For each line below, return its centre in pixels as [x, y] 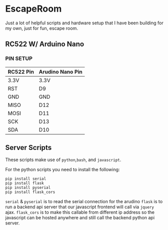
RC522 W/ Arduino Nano [45, 44]
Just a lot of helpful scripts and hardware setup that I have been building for [84, 23]
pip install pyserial [28, 188]
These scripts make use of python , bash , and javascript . [63, 160]
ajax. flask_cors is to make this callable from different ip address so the [80, 212]
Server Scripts [29, 148]
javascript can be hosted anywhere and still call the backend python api [80, 218]
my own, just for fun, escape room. [42, 28]
